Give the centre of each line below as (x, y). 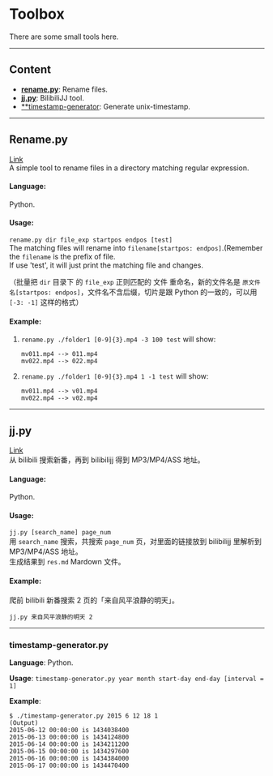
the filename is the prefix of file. (62, 256)
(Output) (24, 722)
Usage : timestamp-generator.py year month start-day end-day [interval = (136, 678)
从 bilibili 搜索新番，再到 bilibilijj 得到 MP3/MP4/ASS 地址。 (107, 460)
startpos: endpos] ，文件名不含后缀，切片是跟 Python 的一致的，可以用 (138, 292)
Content (30, 70)
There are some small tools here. (64, 36)
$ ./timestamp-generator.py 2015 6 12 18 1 (84, 716)
